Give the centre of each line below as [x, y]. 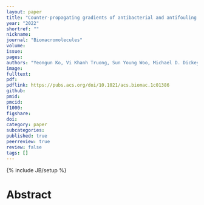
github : [16, 91]
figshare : [19, 113]
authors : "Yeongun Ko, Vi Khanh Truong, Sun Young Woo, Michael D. [93, 62]
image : [15, 68]
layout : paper [24, 12]
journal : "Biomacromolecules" [45, 40]
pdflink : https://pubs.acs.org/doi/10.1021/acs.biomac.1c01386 [88, 86]
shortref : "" [23, 29]
